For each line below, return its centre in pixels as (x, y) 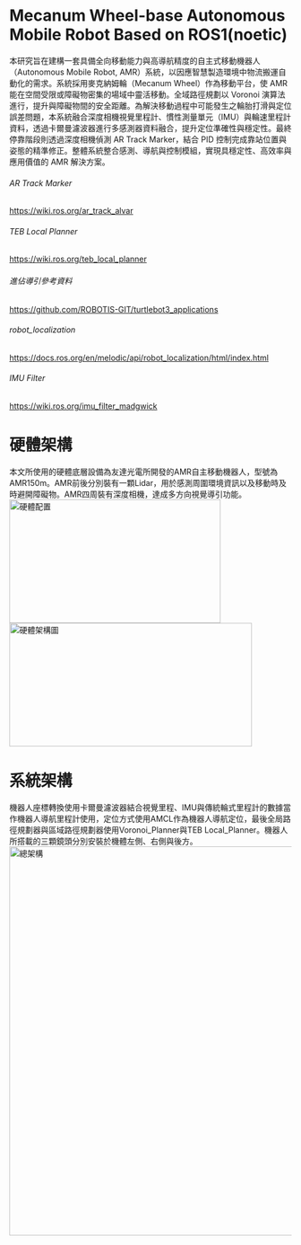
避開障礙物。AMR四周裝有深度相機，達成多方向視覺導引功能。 (132, 494)
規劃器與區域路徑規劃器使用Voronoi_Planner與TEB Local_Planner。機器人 (152, 830)
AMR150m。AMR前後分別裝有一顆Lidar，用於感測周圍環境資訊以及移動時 (144, 482)
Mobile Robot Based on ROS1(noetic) (149, 35)
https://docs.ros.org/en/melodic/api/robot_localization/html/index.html (139, 358)
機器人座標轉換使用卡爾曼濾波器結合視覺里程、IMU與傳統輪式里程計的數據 (146, 807)
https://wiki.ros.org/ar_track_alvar (71, 211)
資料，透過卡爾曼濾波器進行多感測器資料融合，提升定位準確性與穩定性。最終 (150, 128)
